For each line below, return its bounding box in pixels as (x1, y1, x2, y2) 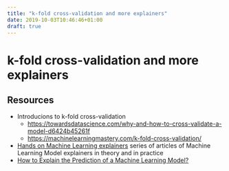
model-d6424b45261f (27, 127, 91, 135)
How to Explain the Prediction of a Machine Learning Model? (17, 156, 189, 165)
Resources (7, 94, 54, 106)
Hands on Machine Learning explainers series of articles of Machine (17, 141, 211, 150)
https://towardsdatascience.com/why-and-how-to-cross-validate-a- (27, 119, 222, 128)
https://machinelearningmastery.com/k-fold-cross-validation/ (27, 135, 201, 143)
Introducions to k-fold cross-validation (17, 113, 126, 121)
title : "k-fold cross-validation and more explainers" (7, 10, 168, 17)
